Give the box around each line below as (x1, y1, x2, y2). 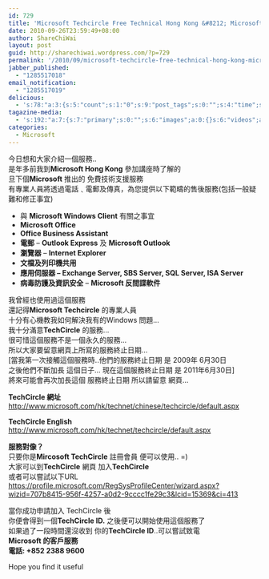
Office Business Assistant (19, 228, 109, 238)
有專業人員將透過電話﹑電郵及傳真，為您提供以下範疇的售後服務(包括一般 (8, 183, 250, 193)
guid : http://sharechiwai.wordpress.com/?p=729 (8, 49, 171, 57)
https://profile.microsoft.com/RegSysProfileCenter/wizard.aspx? (8, 480, 220, 490)
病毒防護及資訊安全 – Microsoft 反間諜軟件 (19, 278, 161, 287)
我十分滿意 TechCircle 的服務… (8, 325, 110, 335)
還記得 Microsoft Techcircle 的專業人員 (8, 305, 138, 315)
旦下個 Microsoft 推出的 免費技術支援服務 (8, 174, 144, 183)
